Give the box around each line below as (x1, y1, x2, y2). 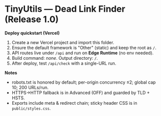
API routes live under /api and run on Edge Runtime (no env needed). (11, 50, 154, 56)
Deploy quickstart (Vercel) (4, 30, 60, 36)
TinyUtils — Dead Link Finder (4, 3, 126, 15)
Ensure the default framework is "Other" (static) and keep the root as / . (11, 45, 157, 50)
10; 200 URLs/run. (11, 84, 49, 90)
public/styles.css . (11, 105, 51, 111)
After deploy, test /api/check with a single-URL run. (11, 60, 117, 66)
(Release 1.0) (4, 14, 59, 25)
